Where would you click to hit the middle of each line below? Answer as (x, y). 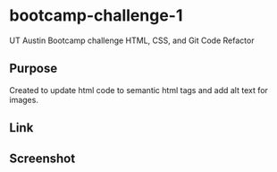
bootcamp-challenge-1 (96, 16)
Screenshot (42, 158)
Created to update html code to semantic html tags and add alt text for (138, 90)
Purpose (34, 69)
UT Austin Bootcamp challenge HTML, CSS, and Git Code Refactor (132, 40)
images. (24, 99)
